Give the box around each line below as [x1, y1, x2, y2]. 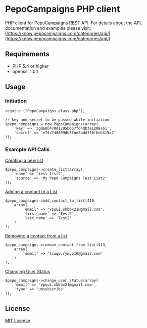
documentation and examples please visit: [5, 25, 91, 31]
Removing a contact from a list [5, 233, 68, 238]
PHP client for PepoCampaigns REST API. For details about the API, [5, 20, 143, 26]
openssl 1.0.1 [12, 68, 38, 74]
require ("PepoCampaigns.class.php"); [5, 109, 85, 114]
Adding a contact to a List [5, 188, 58, 194]
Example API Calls [5, 146, 50, 153]
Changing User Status [5, 268, 50, 274]
